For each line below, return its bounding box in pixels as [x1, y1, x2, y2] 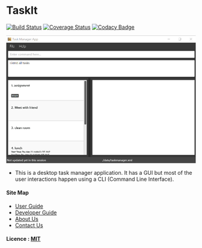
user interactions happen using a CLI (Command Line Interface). [14, 175, 174, 183]
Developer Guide [14, 208, 57, 216]
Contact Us [14, 222, 43, 229]
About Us [14, 215, 39, 222]
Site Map [6, 189, 29, 196]
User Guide [14, 202, 43, 210]
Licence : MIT [6, 235, 41, 243]
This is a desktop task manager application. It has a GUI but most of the [14, 169, 192, 176]
